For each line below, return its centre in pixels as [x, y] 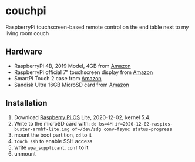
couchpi [26, 11]
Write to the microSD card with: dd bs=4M [63, 123]
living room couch [27, 33]
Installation [26, 103]
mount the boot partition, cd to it [53, 135]
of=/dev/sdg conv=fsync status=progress [122, 129]
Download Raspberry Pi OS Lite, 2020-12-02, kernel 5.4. [82, 117]
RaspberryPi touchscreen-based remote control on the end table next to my [97, 27]
